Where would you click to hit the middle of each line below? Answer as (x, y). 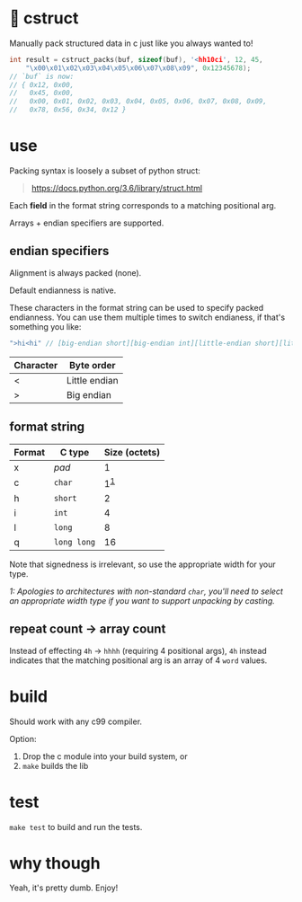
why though (55, 863)
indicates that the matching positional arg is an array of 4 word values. (138, 660)
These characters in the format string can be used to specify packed (137, 307)
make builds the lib (55, 765)
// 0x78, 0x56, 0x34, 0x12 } (68, 110)
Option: (23, 738)
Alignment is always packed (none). (75, 272)
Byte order (92, 365)
